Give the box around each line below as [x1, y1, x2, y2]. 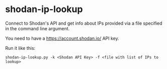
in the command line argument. [5, 25, 70, 31]
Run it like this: [5, 45, 36, 51]
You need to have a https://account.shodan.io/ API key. [5, 35, 119, 41]
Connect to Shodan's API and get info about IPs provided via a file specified [5, 20, 162, 26]
